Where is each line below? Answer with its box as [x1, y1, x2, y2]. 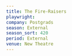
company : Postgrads [6, 19, 54, 25]
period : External [6, 36, 49, 41]
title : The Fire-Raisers [6, 8, 67, 15]
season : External [6, 24, 49, 31]
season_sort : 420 [6, 30, 49, 36]
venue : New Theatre [6, 41, 54, 47]
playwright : [6, 14, 35, 20]
